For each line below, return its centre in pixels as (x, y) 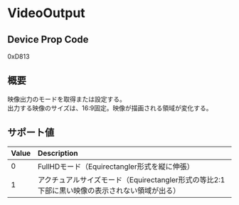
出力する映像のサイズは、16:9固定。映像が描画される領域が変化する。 (110, 107)
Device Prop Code (48, 40)
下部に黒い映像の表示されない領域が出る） (109, 190)
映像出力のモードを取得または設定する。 (67, 99)
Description (58, 153)
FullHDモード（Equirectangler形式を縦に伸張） (116, 167)
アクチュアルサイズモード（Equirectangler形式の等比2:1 (132, 179)
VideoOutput (46, 13)
